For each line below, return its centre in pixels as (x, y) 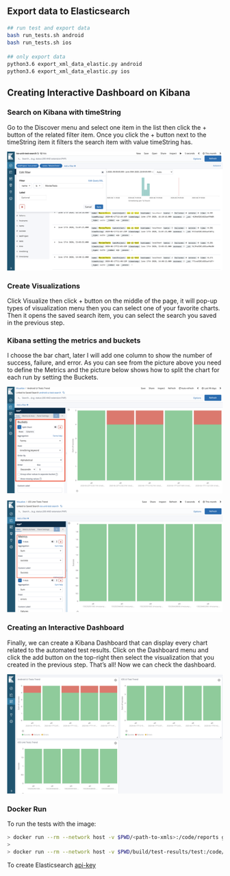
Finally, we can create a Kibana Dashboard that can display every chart (107, 643)
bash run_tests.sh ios (39, 43)
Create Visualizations (44, 286)
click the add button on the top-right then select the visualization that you (111, 657)
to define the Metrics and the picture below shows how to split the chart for (114, 370)
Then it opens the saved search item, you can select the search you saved (112, 316)
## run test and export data (49, 28)
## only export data (37, 57)
